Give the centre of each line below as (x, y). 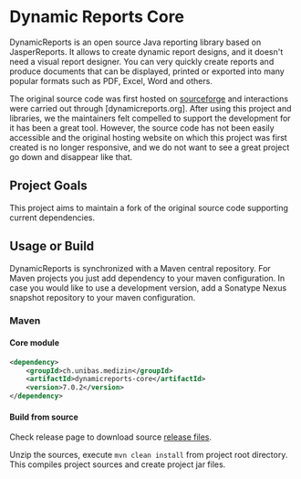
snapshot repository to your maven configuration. (103, 297)
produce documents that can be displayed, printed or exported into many (147, 71)
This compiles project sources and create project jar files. (118, 464)
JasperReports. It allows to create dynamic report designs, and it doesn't (146, 51)
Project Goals (49, 186)
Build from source (44, 417)
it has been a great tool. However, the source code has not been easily (142, 128)
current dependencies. (52, 218)
